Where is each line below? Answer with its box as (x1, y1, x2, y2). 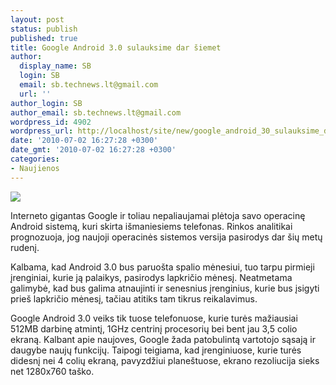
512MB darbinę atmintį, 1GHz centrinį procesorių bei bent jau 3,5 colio (10, 322, 298, 335)
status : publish (10, 24, 78, 34)
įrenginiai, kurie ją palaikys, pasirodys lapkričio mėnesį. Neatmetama (10, 271, 293, 283)
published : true (10, 33, 78, 43)
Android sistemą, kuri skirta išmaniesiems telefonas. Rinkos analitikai (10, 220, 293, 232)
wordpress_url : (10, 126, 74, 136)
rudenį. (10, 241, 40, 253)
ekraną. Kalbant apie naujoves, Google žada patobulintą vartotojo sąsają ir (10, 333, 316, 345)
